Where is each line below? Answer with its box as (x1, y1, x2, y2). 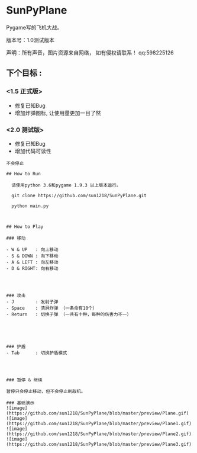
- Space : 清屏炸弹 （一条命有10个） (6, 305, 98, 311)
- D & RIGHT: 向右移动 (6, 265, 59, 271)
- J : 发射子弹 (6, 298, 59, 305)
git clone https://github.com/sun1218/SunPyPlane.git (11, 192, 147, 198)
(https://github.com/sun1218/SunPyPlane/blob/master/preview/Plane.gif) (6, 410, 189, 416)
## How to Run (6, 171, 41, 176)
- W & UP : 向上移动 (6, 246, 59, 252)
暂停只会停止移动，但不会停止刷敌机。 (6, 388, 86, 394)
